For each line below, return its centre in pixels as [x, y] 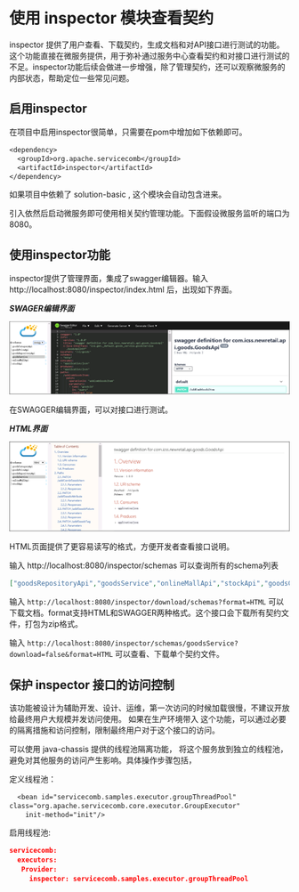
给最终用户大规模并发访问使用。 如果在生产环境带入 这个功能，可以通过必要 [148, 719]
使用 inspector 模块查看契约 [112, 18]
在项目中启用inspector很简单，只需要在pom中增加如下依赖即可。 [128, 132]
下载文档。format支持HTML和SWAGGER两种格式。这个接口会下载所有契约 [145, 613]
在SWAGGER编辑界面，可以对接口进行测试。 [91, 410]
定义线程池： [32, 779]
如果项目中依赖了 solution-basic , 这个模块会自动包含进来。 [118, 194]
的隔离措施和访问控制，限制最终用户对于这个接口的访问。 [114, 730]
